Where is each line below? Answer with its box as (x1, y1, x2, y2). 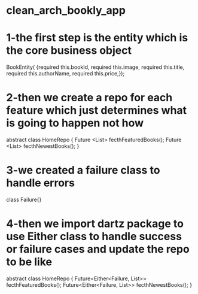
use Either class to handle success (6, 230, 182, 243)
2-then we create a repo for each (6, 91, 173, 105)
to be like (6, 255, 53, 269)
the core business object (6, 44, 132, 57)
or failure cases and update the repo (6, 243, 190, 256)
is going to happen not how (6, 116, 144, 130)
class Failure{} (6, 196, 42, 203)
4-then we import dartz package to (6, 217, 184, 231)
